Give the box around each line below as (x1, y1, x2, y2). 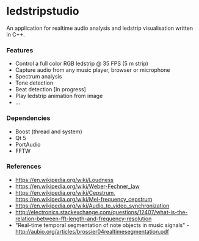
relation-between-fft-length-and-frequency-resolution (15, 215, 152, 222)
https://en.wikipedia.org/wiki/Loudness (15, 176, 114, 183)
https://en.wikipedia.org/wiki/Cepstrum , (15, 189, 116, 196)
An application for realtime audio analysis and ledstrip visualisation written (6, 24, 194, 32)
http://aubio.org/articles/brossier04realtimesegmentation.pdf (15, 228, 169, 235)
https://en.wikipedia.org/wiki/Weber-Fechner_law (15, 183, 140, 190)
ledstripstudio (6, 4, 79, 18)
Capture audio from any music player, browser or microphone (15, 66, 170, 74)
